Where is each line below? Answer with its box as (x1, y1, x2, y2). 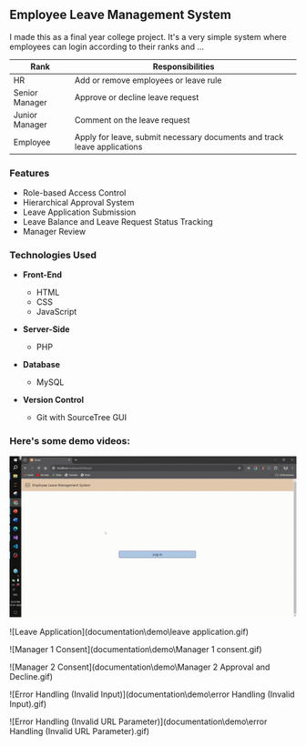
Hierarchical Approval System (22, 197, 135, 208)
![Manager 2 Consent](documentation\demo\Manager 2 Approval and (9, 661, 270, 672)
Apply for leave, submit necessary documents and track (74, 132, 284, 143)
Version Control (22, 395, 85, 406)
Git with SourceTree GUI (36, 412, 127, 423)
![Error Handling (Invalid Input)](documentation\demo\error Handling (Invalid (9, 689, 295, 700)
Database (22, 359, 61, 370)
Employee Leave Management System (9, 7, 232, 23)
